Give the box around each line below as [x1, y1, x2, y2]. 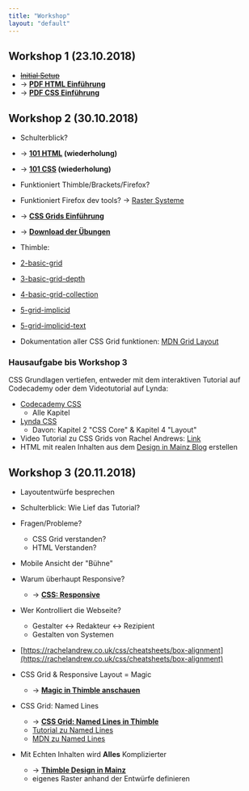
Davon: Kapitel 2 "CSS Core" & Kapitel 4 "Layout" [32, 425, 197, 435]
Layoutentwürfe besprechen [19, 487, 116, 497]
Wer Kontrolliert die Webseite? [19, 606, 121, 615]
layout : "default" [8, 19, 70, 27]
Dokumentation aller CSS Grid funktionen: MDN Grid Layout [19, 336, 219, 346]
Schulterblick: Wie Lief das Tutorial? [19, 503, 140, 513]
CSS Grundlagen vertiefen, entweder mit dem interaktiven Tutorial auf [8, 375, 241, 385]
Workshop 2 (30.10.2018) [8, 111, 139, 125]
